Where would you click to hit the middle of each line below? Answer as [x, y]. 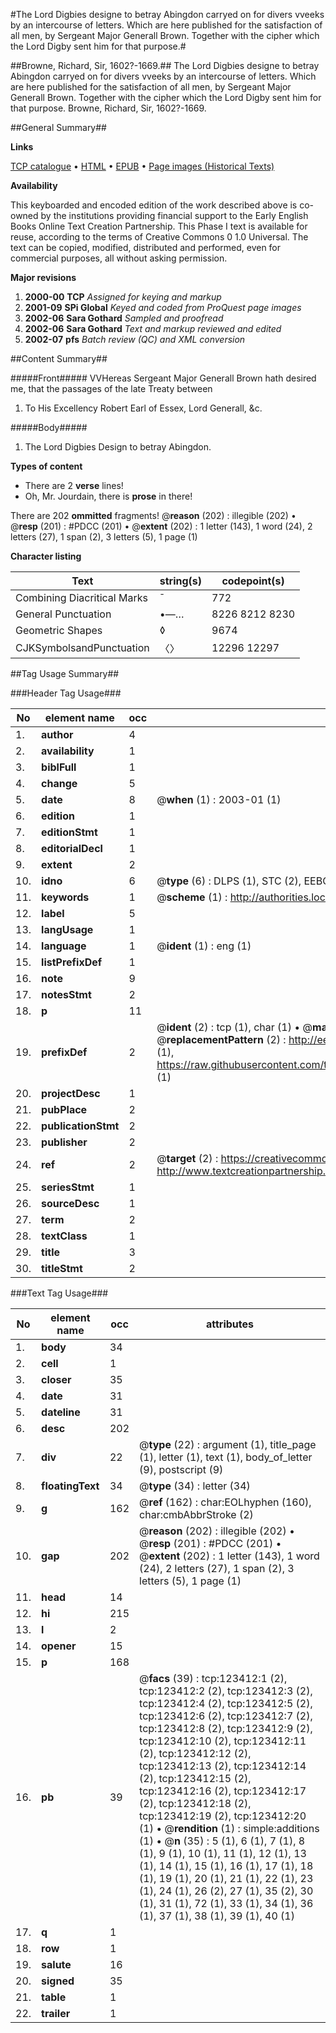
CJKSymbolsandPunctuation [82, 647]
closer [56, 1379]
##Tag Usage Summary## [65, 673]
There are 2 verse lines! [74, 485]
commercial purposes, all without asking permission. [119, 258]
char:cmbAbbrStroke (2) [196, 1514]
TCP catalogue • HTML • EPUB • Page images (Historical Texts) [142, 166]
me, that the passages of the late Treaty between [111, 388]
